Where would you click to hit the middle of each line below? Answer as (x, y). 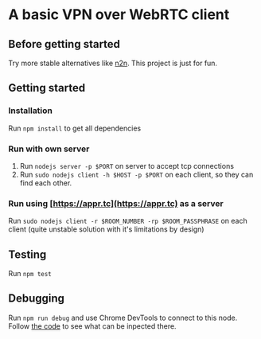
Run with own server (49, 149)
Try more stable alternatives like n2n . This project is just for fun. (113, 63)
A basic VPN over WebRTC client (119, 15)
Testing (27, 254)
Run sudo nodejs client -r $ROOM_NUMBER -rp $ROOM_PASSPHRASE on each (128, 221)
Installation (31, 111)
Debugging (37, 299)
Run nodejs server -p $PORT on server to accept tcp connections (127, 166)
